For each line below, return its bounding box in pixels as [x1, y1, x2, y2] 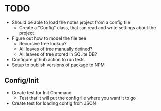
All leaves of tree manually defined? [19, 46, 93, 52]
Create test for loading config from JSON [11, 100, 96, 106]
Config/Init [4, 76, 39, 85]
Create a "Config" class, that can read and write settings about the [19, 24, 156, 30]
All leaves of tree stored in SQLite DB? [19, 51, 97, 57]
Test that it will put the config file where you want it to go [19, 95, 136, 101]
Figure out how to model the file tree [11, 35, 86, 41]
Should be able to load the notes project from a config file [11, 19, 130, 25]
